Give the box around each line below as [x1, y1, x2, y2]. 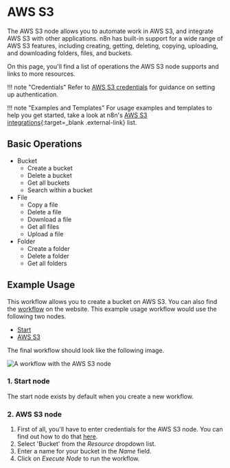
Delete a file [27, 207, 62, 216]
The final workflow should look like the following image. [7, 346, 165, 354]
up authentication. [7, 90, 58, 99]
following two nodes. [7, 312, 67, 321]
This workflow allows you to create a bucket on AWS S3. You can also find [7, 297, 218, 305]
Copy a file [27, 201, 58, 209]
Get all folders [27, 259, 67, 267]
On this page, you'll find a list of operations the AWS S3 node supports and [7, 62, 220, 70]
